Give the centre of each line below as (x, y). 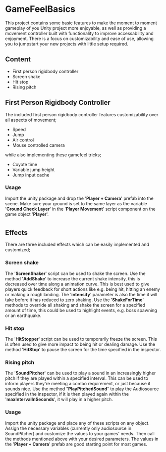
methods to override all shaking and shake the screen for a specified (75, 305)
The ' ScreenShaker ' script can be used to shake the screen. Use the (75, 273)
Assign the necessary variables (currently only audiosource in (68, 428)
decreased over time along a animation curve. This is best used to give (77, 284)
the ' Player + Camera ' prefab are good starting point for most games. (76, 444)
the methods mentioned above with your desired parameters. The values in (82, 439)
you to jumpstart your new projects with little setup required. (67, 44)
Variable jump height (33, 170)
